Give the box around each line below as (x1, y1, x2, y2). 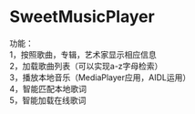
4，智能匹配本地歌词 (9, 83, 87, 94)
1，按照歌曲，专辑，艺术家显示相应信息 (9, 48, 157, 60)
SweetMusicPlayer (9, 6, 155, 27)
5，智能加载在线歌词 (9, 94, 87, 106)
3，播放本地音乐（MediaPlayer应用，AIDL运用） (9, 71, 191, 83)
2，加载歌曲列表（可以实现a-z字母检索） (9, 60, 163, 71)
